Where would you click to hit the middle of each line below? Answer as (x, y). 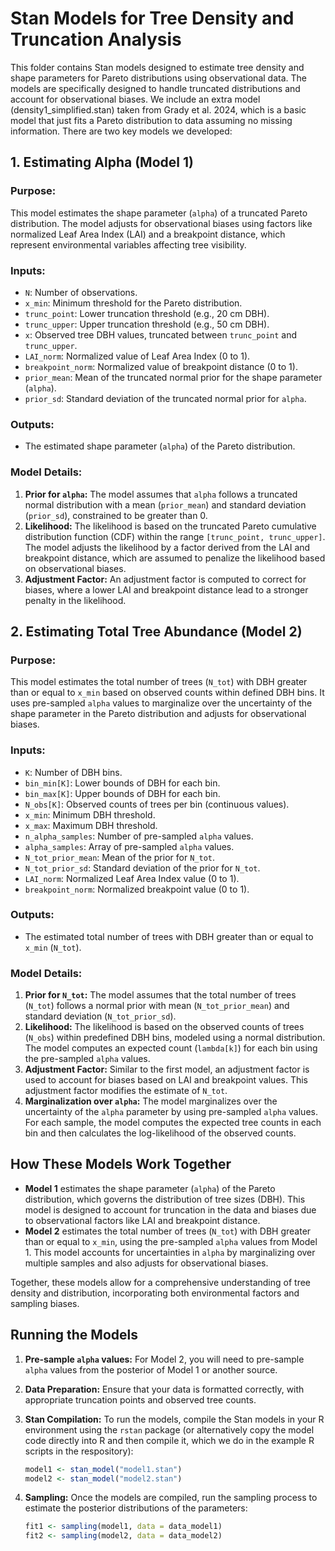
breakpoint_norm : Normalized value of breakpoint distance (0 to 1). (161, 366)
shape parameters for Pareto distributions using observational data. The (158, 78)
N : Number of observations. (81, 292)
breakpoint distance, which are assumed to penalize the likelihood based (175, 558)
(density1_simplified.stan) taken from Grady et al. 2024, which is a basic (158, 109)
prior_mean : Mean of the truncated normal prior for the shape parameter (173, 377)
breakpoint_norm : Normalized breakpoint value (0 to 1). (137, 889)
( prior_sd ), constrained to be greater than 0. (116, 515)
